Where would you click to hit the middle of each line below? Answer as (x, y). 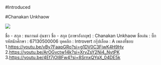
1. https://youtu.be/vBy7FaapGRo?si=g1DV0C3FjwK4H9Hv (65, 47)
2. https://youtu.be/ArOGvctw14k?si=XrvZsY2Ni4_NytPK (63, 52)
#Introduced (18, 7)
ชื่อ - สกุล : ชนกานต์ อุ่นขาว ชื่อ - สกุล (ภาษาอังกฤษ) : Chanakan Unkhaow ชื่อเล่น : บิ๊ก (81, 36)
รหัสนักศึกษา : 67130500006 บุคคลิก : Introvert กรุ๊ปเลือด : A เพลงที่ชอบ (69, 41)
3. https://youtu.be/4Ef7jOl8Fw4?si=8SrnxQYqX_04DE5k (63, 57)
